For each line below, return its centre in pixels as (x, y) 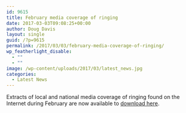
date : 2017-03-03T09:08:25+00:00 (49, 23)
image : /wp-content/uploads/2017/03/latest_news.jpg (74, 68)
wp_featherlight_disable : (39, 52)
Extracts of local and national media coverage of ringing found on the (93, 97)
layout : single (26, 35)
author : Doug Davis (31, 29)
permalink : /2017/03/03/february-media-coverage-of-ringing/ (85, 46)
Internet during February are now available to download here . (83, 103)
